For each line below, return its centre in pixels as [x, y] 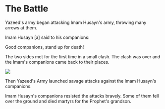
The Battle [27, 9]
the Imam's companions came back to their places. [57, 62]
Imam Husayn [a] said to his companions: [47, 37]
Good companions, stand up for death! [45, 47]
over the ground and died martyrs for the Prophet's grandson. [68, 101]
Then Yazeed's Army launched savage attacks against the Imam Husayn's [81, 81]
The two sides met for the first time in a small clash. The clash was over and [83, 56]
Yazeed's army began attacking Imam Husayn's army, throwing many [76, 22]
